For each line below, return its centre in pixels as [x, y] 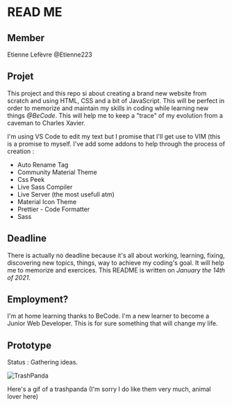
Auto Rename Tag [43, 164]
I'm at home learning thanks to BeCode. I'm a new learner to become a [108, 316]
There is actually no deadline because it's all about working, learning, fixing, [116, 255]
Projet [20, 76]
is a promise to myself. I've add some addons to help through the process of [116, 144]
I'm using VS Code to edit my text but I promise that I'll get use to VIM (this [114, 136]
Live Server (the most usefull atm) [66, 194]
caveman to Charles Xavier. [46, 123]
